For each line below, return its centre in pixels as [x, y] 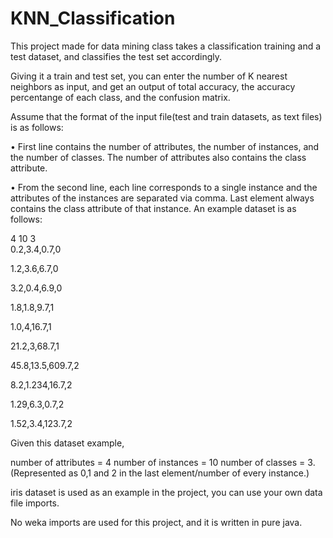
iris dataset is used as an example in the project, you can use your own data [166, 492]
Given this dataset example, [67, 443]
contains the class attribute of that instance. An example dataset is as [153, 208]
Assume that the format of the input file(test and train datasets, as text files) [166, 116]
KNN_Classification [93, 18]
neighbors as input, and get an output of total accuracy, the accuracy [153, 86]
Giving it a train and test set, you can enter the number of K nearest [149, 76]
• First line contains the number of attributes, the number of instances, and [165, 146]
